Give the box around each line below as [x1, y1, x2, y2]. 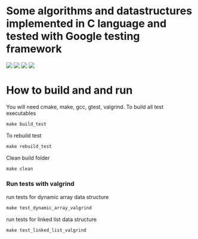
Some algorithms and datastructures [6, 4, 193, 18]
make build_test [6, 121, 47, 127]
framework [6, 42, 62, 56]
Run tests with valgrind [6, 180, 75, 188]
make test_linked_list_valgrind [6, 227, 86, 233]
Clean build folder [6, 154, 50, 162]
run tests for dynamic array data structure [6, 193, 109, 200]
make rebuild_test [6, 143, 52, 150]
